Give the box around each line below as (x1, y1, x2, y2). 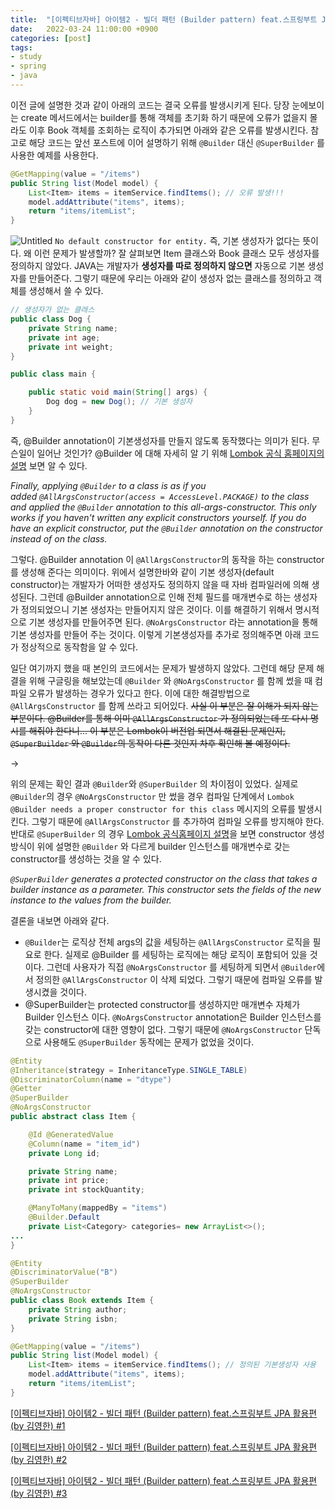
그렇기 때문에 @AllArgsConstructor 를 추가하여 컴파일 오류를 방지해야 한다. (31, 815, 325, 827)
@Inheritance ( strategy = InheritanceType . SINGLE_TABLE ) (10, 1065, 248, 1075)
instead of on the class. (10, 532, 108, 545)
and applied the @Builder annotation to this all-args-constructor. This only (10, 501, 317, 513)
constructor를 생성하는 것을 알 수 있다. (10, 852, 162, 865)
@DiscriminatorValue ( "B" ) (10, 1267, 118, 1278)
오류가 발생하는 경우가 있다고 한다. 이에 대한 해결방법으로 (28, 687, 251, 699)
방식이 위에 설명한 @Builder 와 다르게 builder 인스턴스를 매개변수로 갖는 (10, 840, 291, 852)
